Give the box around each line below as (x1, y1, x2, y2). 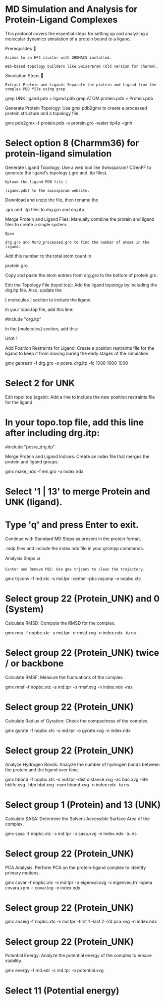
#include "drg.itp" (5, 316, 42, 322)
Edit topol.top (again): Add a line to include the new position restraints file (5, 394, 155, 400)
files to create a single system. (5, 221, 68, 227)
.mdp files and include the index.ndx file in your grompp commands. (5, 545, 145, 551)
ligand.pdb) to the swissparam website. (5, 188, 90, 193)
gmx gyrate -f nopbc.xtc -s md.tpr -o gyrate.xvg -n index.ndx (5, 727, 131, 733)
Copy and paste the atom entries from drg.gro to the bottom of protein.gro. (5, 272, 158, 278)
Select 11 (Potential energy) (5, 985, 120, 996)
